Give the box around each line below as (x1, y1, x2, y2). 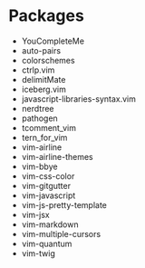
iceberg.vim (21, 84, 67, 94)
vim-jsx (21, 209, 51, 220)
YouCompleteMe (21, 35, 85, 46)
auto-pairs (21, 45, 61, 55)
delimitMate (21, 74, 66, 84)
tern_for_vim (21, 132, 68, 143)
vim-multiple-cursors (21, 228, 101, 239)
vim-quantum (21, 238, 72, 249)
